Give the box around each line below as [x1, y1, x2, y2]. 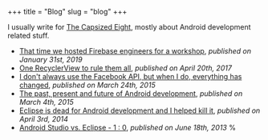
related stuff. [7, 31, 50, 40]
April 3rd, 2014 [18, 114, 69, 123]
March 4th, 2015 [18, 98, 74, 106]
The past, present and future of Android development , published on [18, 89, 243, 98]
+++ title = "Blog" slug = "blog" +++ [7, 7, 128, 16]
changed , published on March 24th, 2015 [18, 80, 156, 90]
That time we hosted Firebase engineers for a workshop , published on [18, 46, 252, 55]
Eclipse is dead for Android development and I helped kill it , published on [18, 106, 261, 115]
